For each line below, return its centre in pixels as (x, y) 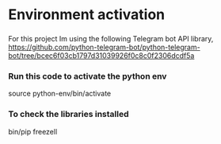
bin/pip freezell (33, 131)
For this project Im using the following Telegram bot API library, (111, 39)
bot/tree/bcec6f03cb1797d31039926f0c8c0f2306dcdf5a (101, 56)
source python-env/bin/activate (60, 94)
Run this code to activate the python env (88, 76)
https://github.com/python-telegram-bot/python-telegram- (104, 47)
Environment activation (86, 15)
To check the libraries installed (69, 115)
